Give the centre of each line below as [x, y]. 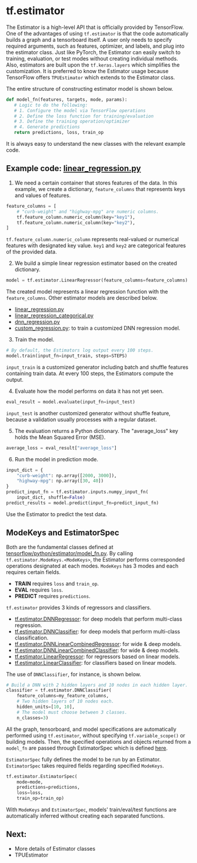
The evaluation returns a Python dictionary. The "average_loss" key [96, 431]
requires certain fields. [33, 572]
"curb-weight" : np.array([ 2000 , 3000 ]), [67, 475]
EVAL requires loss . [39, 590]
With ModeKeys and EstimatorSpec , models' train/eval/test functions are [91, 810]
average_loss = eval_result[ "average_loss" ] [61, 448]
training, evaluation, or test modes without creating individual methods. [92, 58]
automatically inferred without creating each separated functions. [85, 816]
